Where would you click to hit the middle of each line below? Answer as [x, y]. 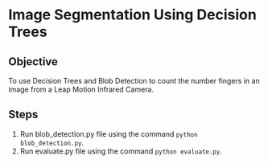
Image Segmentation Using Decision [133, 15]
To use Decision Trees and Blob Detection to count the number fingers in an [134, 81]
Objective [33, 61]
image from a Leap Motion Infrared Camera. [81, 89]
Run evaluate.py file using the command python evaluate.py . [121, 151]
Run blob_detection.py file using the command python [109, 133]
